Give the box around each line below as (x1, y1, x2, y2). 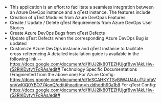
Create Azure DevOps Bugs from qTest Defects (9, 30, 105, 36)
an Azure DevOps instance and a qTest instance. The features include (9, 9, 151, 15)
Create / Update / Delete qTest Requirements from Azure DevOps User (9, 20, 153, 25)
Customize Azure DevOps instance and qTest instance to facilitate (9, 46, 143, 51)
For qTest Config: (121, 82, 157, 87)
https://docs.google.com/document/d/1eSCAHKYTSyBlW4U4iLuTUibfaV (9, 77, 156, 82)
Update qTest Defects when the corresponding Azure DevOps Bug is (9, 35, 149, 41)
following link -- (9, 56, 42, 62)
